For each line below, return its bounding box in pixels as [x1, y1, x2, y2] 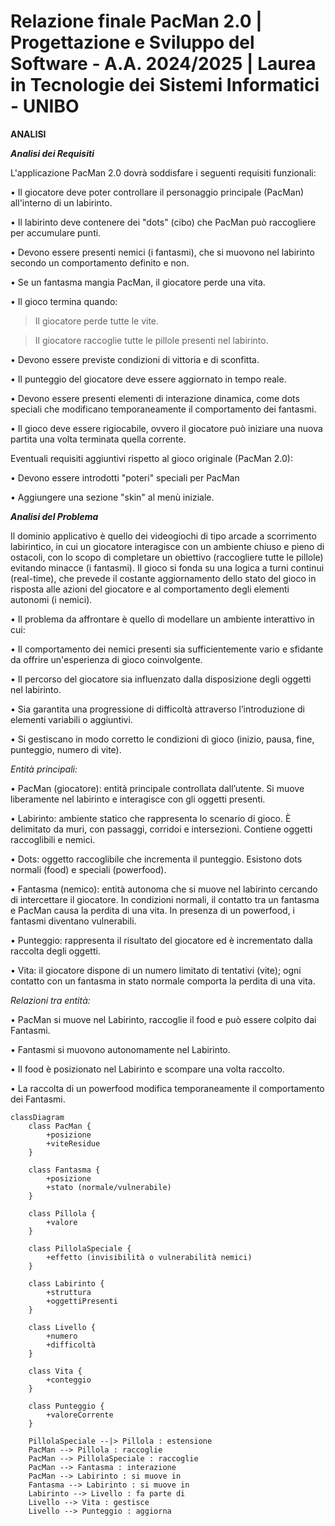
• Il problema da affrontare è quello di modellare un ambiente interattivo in [10, 613, 315, 625]
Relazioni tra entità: [10, 994, 91, 1006]
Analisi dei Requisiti [10, 147, 95, 159]
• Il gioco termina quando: [10, 295, 118, 307]
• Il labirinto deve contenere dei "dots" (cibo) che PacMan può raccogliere [10, 216, 317, 228]
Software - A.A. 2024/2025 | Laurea [10, 53, 317, 75]
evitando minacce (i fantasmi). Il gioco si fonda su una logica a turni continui [10, 561, 325, 574]
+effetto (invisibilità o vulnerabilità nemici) [46, 1252, 253, 1262]
